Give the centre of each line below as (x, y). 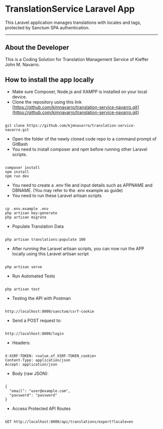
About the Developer (37, 48)
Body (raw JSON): (30, 373)
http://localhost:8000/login (34, 333)
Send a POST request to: (37, 320)
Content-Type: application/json (38, 360)
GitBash (20, 144)
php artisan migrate (26, 217)
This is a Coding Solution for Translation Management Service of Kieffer (77, 59)
